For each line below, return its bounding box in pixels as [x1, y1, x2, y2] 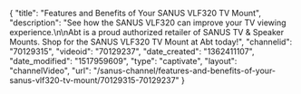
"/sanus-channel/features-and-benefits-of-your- [93, 65, 277, 76]
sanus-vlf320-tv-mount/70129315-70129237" [9, 75, 180, 85]
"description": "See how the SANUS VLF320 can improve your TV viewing [9, 17, 287, 28]
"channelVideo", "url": [9, 65, 92, 76]
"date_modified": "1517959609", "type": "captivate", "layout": [9, 56, 238, 66]
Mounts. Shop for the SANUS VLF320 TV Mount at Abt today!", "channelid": [9, 36, 293, 47]
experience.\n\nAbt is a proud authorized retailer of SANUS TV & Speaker [9, 27, 285, 37]
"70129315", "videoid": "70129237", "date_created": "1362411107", [9, 46, 255, 57]
